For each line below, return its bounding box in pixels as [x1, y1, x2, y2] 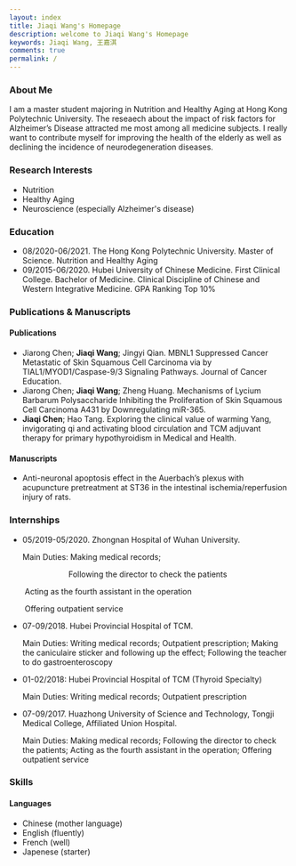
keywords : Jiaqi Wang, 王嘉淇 [9, 37, 117, 47]
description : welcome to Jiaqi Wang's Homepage [9, 29, 189, 38]
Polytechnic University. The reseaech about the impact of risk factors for [9, 113, 276, 125]
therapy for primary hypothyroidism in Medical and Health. [21, 433, 237, 443]
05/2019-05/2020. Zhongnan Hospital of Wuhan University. [21, 534, 241, 545]
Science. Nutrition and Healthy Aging [21, 255, 158, 265]
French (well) [21, 837, 71, 847]
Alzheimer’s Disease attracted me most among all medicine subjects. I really [9, 123, 288, 134]
